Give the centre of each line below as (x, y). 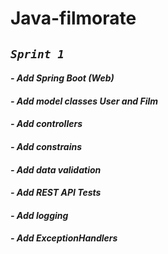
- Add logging (39, 215)
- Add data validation (56, 169)
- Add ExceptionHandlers (64, 238)
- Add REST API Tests (56, 193)
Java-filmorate (73, 18)
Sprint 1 (37, 54)
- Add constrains (46, 146)
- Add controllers (46, 124)
